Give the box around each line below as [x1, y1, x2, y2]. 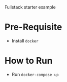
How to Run [4, 55, 53, 66]
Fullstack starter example [4, 4, 56, 10]
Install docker [11, 38, 39, 43]
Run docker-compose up [11, 71, 59, 77]
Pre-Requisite [4, 22, 62, 33]
